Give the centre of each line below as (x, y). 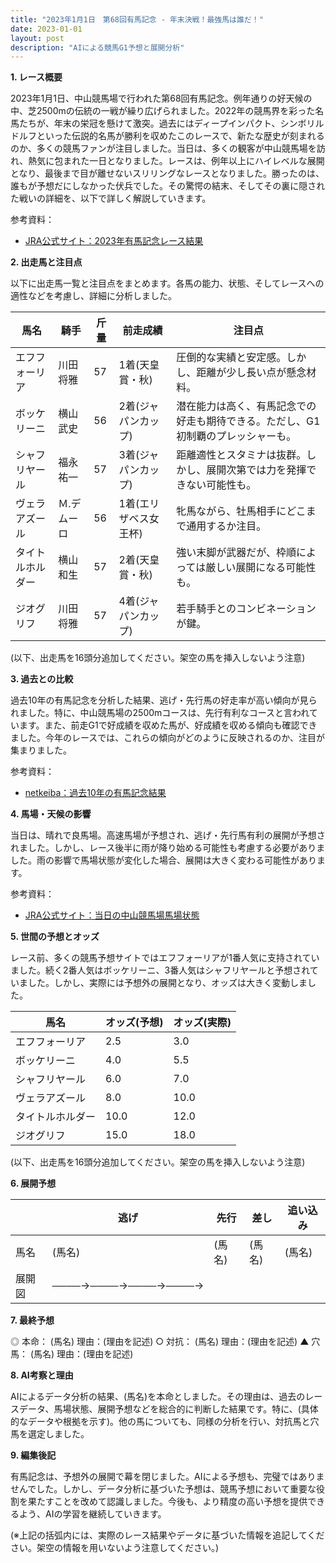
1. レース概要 (36, 77)
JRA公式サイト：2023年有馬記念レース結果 (114, 241)
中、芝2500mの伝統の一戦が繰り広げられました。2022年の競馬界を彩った (163, 111)
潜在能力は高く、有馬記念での (246, 406)
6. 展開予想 (33, 1183)
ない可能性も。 (221, 485)
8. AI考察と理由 (42, 1375)
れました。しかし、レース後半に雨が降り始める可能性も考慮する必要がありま (168, 848)
